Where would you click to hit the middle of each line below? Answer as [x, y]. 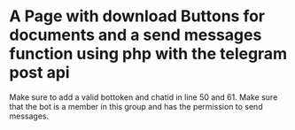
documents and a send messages [136, 35]
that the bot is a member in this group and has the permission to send [136, 106]
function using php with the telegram [148, 54]
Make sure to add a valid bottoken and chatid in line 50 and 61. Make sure [144, 97]
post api [39, 73]
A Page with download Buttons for [137, 16]
